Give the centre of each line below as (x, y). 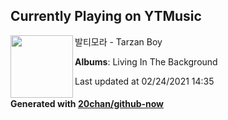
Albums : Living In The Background (146, 61)
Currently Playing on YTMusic (106, 16)
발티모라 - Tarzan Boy (118, 41)
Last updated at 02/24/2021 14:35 (144, 81)
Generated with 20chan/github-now (87, 104)
